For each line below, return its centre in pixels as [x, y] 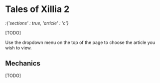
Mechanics [23, 63]
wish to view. [18, 47]
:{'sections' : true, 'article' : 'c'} [37, 23]
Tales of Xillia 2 [37, 9]
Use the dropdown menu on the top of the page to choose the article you [80, 42]
